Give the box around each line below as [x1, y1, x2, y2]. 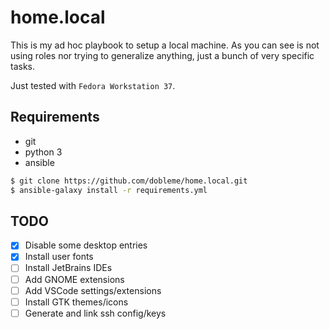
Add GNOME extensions [24, 273, 125, 285]
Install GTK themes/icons [24, 296, 129, 308]
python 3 [24, 146, 63, 158]
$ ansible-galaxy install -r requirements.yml [10, 185, 208, 195]
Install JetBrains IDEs [24, 262, 113, 274]
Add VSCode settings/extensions [24, 284, 162, 296]
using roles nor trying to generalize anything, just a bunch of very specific [10, 49, 315, 61]
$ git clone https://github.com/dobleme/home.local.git [10, 176, 248, 186]
